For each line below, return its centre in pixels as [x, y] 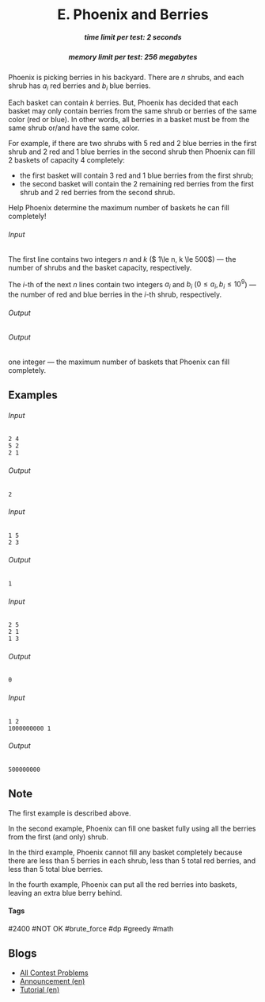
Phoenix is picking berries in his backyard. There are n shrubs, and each [126, 77]
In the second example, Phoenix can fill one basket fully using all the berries [132, 828]
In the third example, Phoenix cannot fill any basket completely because [125, 852]
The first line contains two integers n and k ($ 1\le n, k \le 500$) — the [122, 259]
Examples [33, 395]
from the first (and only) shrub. [59, 837]
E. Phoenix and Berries [133, 15]
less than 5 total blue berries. [56, 869]
